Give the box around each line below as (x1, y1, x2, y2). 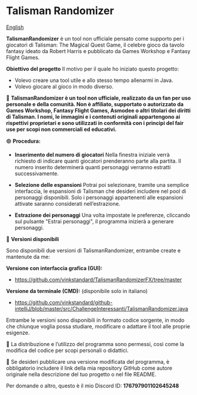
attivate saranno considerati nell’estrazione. (14, 200, 121, 207)
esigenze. (6, 329, 30, 336)
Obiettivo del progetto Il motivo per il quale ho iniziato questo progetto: (6, 65, 179, 72)
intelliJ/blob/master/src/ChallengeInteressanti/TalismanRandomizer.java (14, 305, 188, 312)
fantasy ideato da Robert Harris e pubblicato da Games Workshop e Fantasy (6, 47, 191, 54)
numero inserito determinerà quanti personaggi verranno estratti (14, 163, 171, 170)
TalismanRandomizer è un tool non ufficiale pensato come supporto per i (6, 35, 185, 42)
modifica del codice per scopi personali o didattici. (6, 347, 129, 354)
